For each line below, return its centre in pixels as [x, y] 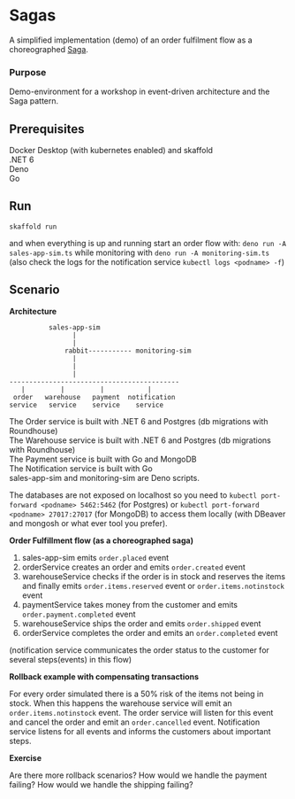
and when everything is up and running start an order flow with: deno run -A [148, 243]
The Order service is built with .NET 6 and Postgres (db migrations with [139, 421]
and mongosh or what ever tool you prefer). [88, 523]
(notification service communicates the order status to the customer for [139, 650]
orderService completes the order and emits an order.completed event [150, 632]
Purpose [28, 72]
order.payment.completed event [79, 614]
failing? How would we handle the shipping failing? [101, 784]
